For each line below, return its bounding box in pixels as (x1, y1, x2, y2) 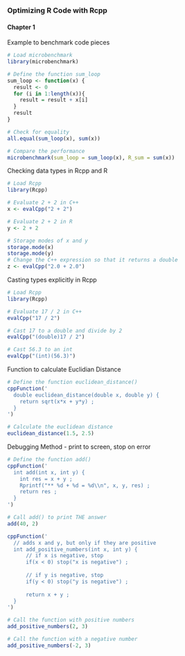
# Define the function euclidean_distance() (7, 378, 138, 385)
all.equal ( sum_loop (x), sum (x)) (7, 135, 100, 142)
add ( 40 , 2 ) (7, 520, 39, 527)
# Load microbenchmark (7, 51, 73, 59)
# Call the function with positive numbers (7, 616, 135, 624)
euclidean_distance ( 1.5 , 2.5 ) (7, 430, 95, 437)
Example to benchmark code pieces (7, 38, 110, 47)
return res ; (19, 488, 58, 495)
